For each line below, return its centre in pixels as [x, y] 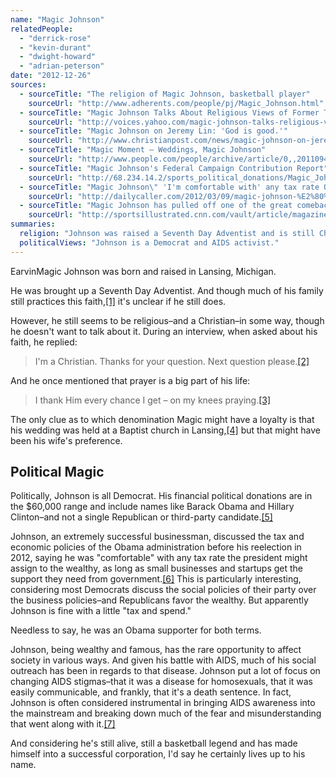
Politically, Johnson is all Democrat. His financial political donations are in [161, 496]
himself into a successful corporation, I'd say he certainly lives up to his [158, 754]
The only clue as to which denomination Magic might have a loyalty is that [162, 419]
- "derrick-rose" [55, 38]
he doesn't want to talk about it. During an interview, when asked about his [164, 331]
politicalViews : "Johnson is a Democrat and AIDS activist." [149, 242]
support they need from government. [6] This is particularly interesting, [156, 579]
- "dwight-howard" [58, 57]
